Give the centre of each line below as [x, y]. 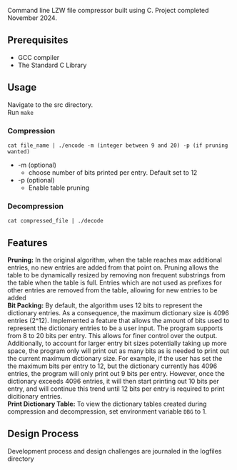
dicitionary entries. [35, 397]
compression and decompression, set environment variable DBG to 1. [107, 412]
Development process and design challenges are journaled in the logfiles [115, 451]
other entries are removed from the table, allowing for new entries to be [112, 290]
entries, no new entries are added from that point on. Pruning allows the [113, 267]
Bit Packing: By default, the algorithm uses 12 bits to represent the [105, 305]
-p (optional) [36, 180]
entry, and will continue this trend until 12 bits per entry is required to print [116, 389]
